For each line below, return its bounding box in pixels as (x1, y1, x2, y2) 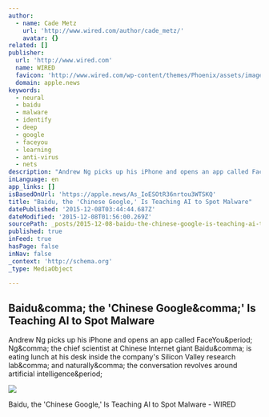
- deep (15, 123, 38, 131)
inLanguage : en (8, 175, 59, 184)
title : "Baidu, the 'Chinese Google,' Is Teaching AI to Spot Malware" (8, 198, 252, 206)
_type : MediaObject (8, 265, 74, 273)
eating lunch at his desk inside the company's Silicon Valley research (8, 352, 236, 362)
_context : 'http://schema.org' (8, 257, 113, 265)
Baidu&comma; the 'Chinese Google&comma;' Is (8, 301, 256, 315)
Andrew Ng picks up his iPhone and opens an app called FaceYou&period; (8, 335, 253, 345)
